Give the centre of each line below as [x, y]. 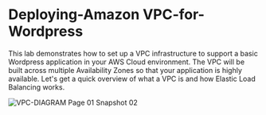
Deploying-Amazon [74, 15]
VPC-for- [173, 15]
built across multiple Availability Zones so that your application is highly [125, 70]
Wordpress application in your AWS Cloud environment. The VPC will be [127, 62]
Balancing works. [37, 87]
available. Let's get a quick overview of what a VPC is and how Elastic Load [132, 79]
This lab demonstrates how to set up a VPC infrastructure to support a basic [133, 53]
